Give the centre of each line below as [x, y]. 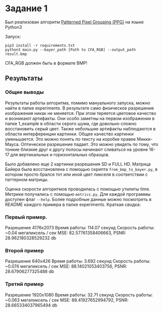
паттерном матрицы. [27, 179]
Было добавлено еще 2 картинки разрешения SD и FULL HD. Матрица [78, 164]
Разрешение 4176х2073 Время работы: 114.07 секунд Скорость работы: [80, 227]
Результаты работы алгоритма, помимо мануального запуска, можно [78, 103]
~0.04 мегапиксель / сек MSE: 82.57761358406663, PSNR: [66, 233]
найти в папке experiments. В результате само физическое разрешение [80, 108]
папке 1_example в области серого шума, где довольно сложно [71, 123]
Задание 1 [26, 9]
